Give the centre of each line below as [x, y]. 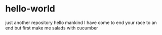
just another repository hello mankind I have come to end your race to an [81, 22]
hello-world [30, 9]
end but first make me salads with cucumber [52, 27]
